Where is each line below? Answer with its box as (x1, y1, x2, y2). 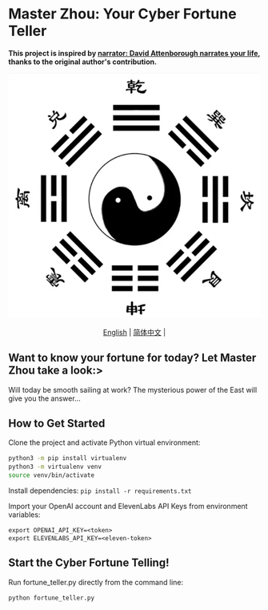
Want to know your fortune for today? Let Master (8, 351, 257, 365)
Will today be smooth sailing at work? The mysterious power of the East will (8, 385, 258, 394)
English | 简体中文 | (102, 327, 166, 337)
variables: (8, 510, 41, 519)
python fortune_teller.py (8, 594, 94, 602)
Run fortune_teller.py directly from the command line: (8, 577, 184, 587)
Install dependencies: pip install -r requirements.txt (8, 486, 192, 495)
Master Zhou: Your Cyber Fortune (8, 5, 238, 23)
